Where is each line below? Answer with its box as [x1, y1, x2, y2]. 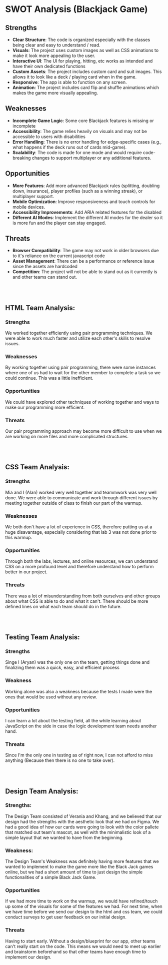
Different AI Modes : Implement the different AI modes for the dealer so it [12, 214, 163, 221]
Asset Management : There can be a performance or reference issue [12, 258, 155, 264]
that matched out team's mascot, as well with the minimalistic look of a [5, 829, 151, 835]
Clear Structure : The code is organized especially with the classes [12, 37, 150, 43]
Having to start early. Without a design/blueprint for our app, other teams [5, 938, 156, 944]
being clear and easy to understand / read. [12, 42, 101, 48]
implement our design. [5, 954, 51, 960]
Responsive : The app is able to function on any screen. [12, 79, 127, 85]
